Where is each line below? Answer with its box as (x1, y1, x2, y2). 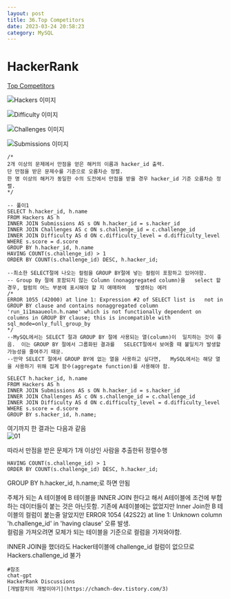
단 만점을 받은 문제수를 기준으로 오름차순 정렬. (7, 168, 123, 176)
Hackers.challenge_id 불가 (7, 551, 81, 560)
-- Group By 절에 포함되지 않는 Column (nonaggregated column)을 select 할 (7, 277, 221, 284)
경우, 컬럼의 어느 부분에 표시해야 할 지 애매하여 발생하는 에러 (7, 284, 167, 291)
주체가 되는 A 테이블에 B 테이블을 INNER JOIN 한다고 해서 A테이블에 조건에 (7, 494, 210, 502)
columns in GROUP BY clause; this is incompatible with (7, 315, 171, 322)
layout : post (7, 10, 45, 17)
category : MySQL (7, 29, 54, 36)
